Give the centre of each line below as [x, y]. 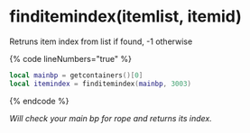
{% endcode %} [39, 101]
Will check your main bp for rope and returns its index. [111, 118]
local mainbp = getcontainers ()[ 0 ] [76, 75]
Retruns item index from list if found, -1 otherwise [101, 41]
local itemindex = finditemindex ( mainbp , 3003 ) [101, 84]
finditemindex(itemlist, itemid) [125, 17]
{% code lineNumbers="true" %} [71, 58]
